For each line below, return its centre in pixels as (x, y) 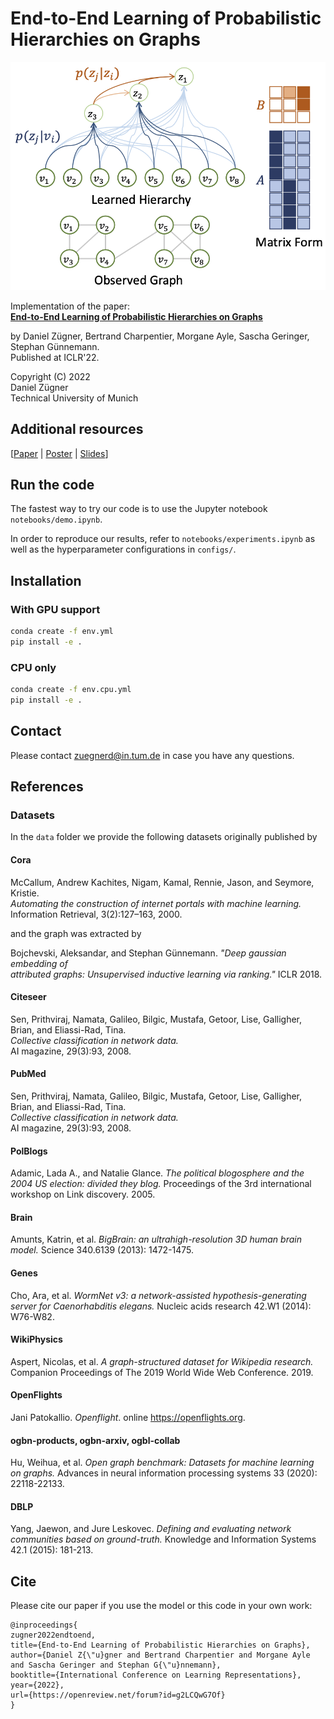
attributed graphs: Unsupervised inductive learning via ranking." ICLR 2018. (166, 974)
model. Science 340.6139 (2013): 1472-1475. (102, 1250)
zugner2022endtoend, (53, 1635)
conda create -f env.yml (62, 632)
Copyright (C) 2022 (50, 376)
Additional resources (77, 429)
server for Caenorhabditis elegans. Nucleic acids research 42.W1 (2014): (161, 1306)
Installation (46, 580)
